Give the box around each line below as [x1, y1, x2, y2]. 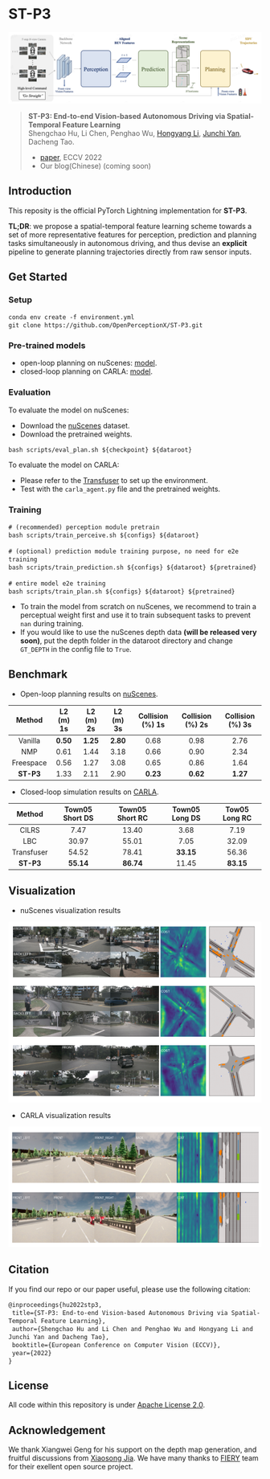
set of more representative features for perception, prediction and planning [8, 230, 257, 240]
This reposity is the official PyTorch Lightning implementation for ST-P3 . [8, 206, 247, 215]
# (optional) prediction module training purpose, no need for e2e [8, 547, 239, 555]
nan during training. [19, 619, 84, 629]
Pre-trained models [8, 340, 86, 351]
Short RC [117, 813, 149, 823]
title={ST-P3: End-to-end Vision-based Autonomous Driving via [11, 1309, 228, 1317]
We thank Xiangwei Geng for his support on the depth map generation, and [8, 1444, 257, 1455]
